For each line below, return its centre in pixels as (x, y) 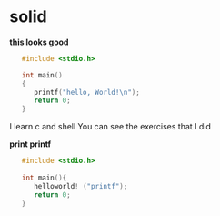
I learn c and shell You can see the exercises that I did (110, 127)
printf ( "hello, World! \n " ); (87, 92)
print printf (30, 144)
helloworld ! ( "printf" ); (80, 186)
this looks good (39, 42)
